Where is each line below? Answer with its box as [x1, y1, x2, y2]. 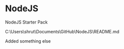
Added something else [5, 38, 51, 44]
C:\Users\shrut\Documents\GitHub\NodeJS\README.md [5, 28, 120, 34]
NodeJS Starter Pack [5, 19, 48, 25]
